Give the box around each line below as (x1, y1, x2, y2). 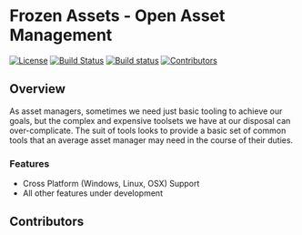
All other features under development (22, 188, 164, 199)
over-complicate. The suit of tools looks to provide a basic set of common (9, 125, 287, 136)
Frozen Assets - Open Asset (9, 5, 226, 26)
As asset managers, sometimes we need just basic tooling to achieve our (9, 106, 283, 117)
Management (9, 25, 113, 46)
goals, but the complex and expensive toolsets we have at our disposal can (9, 115, 291, 126)
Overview (9, 81, 66, 97)
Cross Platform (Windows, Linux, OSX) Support (22, 179, 200, 189)
